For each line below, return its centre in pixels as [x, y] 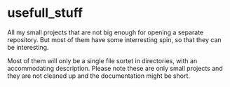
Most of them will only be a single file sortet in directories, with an [102, 60]
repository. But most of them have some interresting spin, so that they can [115, 39]
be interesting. [28, 47]
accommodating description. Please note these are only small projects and [115, 68]
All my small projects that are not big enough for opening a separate [106, 32]
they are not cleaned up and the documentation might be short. [99, 76]
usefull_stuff [45, 13]
